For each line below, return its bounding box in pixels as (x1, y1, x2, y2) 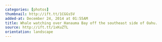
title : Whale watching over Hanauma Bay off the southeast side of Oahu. (5, 20, 158, 26)
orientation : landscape (5, 29, 54, 34)
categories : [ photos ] (5, 7, 49, 12)
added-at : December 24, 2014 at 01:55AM (5, 16, 89, 21)
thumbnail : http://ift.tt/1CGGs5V (5, 12, 75, 16)
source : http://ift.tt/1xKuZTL (5, 25, 69, 30)
